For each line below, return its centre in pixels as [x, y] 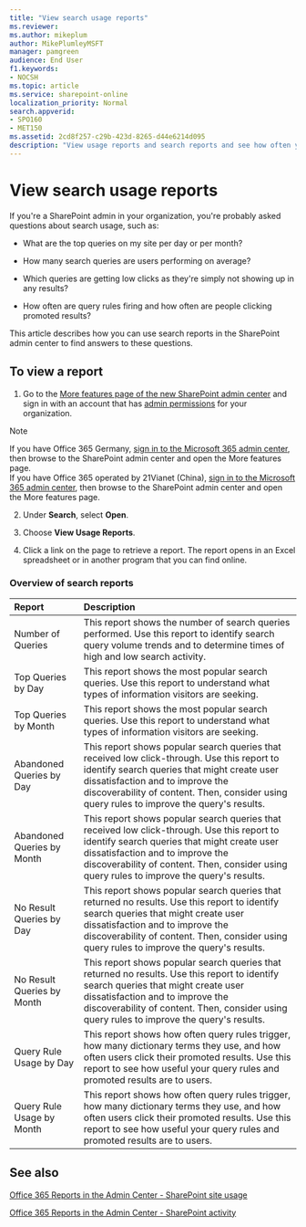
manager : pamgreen [44, 52]
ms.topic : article [44, 86]
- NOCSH [24, 78]
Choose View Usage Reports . [79, 532]
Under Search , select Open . [76, 514]
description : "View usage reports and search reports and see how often [150, 145]
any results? [45, 288]
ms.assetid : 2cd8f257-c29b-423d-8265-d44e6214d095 [107, 137]
